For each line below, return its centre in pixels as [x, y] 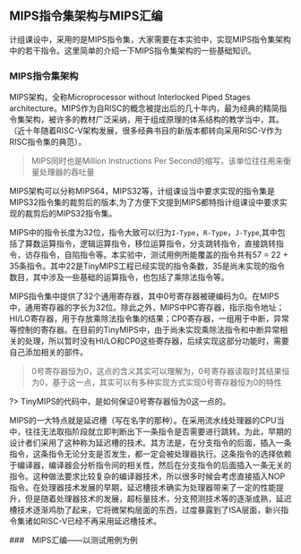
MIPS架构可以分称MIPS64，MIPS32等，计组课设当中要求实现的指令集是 [142, 192]
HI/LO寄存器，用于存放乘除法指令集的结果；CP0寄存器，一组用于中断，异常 [149, 319]
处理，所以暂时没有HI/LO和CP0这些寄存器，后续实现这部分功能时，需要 [157, 341]
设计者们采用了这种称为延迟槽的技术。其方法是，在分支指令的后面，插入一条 [150, 443]
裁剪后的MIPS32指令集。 [71, 214]
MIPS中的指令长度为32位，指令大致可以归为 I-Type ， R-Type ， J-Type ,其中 [143, 233]
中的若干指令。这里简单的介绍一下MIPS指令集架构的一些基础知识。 [133, 50]
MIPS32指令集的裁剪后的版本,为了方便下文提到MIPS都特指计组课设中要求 [144, 202]
